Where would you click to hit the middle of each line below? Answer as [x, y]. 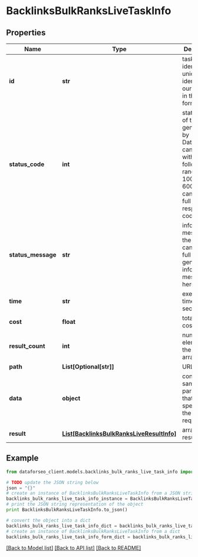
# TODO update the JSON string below [52, 482]
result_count [27, 346]
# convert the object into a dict [49, 520]
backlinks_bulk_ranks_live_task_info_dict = [62, 526]
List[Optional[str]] [88, 367]
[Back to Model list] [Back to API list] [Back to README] [74, 548]
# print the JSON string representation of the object [75, 505]
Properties [26, 33]
